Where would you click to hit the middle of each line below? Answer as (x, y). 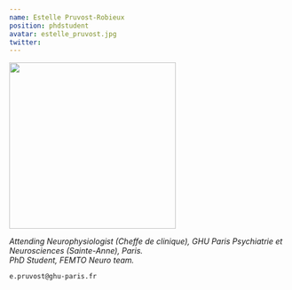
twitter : (25, 42)
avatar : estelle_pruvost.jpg (63, 34)
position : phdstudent (49, 26)
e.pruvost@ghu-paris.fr (53, 277)
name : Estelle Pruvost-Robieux (67, 17)
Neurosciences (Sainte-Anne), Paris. (76, 251)
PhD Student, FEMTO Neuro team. (72, 260)
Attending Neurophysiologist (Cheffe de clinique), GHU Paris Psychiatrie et (146, 241)
